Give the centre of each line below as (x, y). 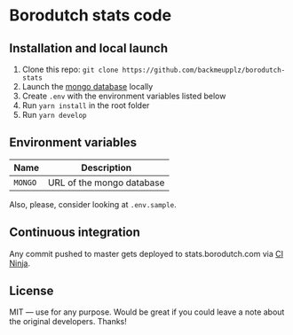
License (32, 291)
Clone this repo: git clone (70, 69)
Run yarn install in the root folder (86, 105)
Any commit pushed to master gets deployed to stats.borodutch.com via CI (146, 253)
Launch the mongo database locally (87, 86)
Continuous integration (75, 233)
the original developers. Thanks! (68, 322)
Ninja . (20, 263)
